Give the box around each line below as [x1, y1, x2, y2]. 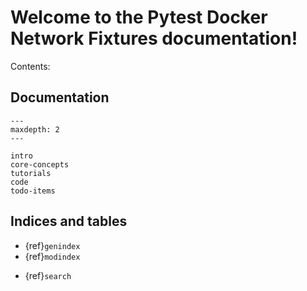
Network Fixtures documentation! [10, 27, 298, 50]
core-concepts [10, 159, 70, 170]
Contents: [10, 60, 51, 72]
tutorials [10, 168, 52, 178]
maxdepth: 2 [10, 124, 60, 135]
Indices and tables [10, 213, 128, 230]
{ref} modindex [24, 250, 81, 262]
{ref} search [24, 269, 72, 281]
